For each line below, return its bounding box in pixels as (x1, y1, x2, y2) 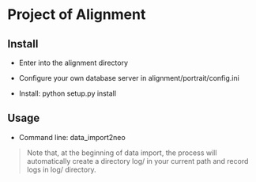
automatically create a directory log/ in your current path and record (26, 156, 249, 165)
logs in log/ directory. (26, 165, 96, 174)
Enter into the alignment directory (18, 58, 128, 67)
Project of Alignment (7, 6, 146, 24)
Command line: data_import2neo (18, 132, 126, 142)
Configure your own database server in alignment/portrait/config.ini (18, 74, 240, 82)
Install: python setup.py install (18, 89, 116, 98)
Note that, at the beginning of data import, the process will (26, 148, 217, 157)
